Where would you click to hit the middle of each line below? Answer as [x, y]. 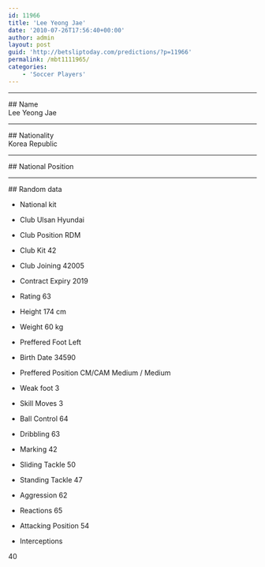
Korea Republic [33, 144]
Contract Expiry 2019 [54, 280]
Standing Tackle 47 [51, 479]
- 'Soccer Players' [54, 74]
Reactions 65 [41, 510]
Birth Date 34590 [48, 357]
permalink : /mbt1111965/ [49, 60]
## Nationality [31, 135]
